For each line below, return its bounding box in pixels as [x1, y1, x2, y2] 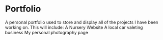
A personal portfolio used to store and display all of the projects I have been [5, 19, 159, 25]
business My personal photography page [5, 29, 88, 35]
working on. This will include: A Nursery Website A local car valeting [5, 24, 143, 30]
